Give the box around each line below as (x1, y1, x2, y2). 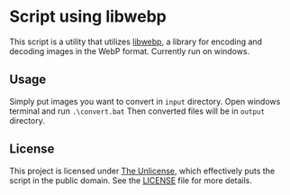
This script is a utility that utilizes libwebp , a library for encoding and (9, 36, 263, 47)
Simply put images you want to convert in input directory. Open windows (9, 96, 281, 107)
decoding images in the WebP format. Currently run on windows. (9, 45, 250, 56)
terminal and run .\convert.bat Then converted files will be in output (9, 106, 266, 116)
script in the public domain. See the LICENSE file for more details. (9, 174, 252, 186)
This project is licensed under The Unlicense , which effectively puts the (9, 165, 276, 176)
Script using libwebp (9, 6, 167, 27)
